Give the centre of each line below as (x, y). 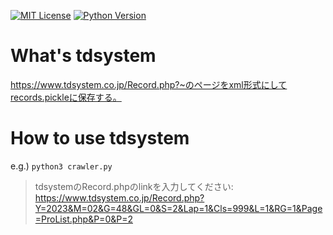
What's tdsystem (83, 56)
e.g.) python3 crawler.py (61, 166)
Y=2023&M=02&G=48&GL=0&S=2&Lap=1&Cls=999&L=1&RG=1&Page (178, 208)
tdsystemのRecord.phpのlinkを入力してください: (134, 186)
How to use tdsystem (100, 138)
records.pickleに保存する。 (66, 97)
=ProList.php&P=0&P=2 (83, 219)
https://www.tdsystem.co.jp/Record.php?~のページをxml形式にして (149, 84)
